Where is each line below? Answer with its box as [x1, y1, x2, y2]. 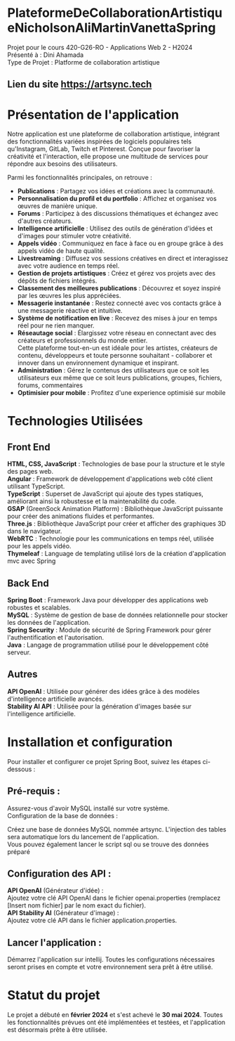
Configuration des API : [7, 868, 112, 880]
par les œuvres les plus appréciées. [17, 292, 121, 300]
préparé [7, 847, 30, 855]
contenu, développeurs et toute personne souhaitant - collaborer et [17, 351, 213, 360]
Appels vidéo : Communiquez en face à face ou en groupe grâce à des [17, 239, 224, 247]
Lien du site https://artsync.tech [7, 79, 152, 91]
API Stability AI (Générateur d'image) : [7, 909, 119, 917]
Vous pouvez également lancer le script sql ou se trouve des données [7, 840, 209, 848]
